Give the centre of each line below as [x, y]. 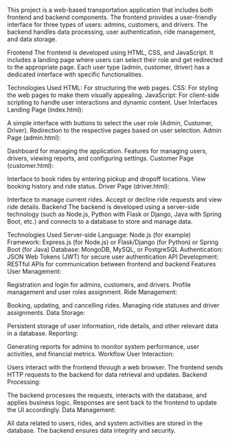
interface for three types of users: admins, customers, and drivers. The [107, 24]
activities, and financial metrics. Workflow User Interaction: [91, 354]
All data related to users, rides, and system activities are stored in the [105, 423]
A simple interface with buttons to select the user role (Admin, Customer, [110, 123]
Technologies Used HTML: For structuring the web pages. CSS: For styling [113, 88]
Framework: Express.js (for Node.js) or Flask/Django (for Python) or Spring [113, 242]
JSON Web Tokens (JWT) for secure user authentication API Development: [113, 257]
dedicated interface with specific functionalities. [75, 74]
